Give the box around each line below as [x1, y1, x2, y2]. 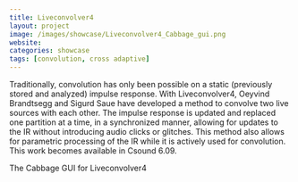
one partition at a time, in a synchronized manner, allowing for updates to [9, 117, 279, 128]
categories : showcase [9, 46, 90, 55]
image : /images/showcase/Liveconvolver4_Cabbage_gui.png [9, 29, 226, 38]
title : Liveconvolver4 [9, 12, 94, 22]
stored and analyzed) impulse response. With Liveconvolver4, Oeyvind [9, 88, 270, 99]
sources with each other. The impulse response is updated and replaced [9, 108, 277, 118]
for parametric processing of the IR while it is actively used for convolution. [9, 136, 286, 146]
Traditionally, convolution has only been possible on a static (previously [9, 79, 273, 89]
